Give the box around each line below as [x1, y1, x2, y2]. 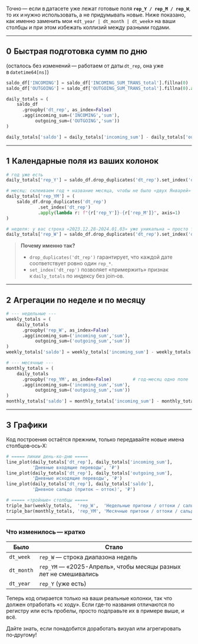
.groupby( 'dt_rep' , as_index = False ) [21, 107, 112, 113]
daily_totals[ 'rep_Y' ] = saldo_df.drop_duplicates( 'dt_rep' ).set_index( [6, 177, 189, 183]
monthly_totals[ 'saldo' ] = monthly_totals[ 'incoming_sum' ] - [6, 398, 160, 404]
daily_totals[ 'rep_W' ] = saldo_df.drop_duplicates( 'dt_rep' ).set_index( [6, 232, 189, 238]
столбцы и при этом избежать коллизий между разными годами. [6, 24, 171, 31]
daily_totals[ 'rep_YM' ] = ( [6, 193, 75, 200]
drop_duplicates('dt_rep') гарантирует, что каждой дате [29, 253, 173, 261]
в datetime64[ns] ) [6, 68, 49, 76]
